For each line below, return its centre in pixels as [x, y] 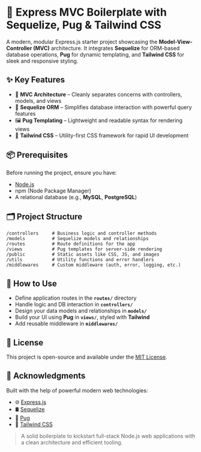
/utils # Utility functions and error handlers [80, 260]
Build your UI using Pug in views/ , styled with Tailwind [82, 317]
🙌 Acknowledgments [46, 376]
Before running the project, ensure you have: [61, 172]
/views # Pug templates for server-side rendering [84, 249]
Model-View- [176, 42]
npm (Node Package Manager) [53, 190]
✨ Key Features [35, 80]
